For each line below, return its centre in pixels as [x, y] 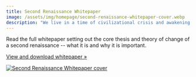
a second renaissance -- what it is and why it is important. [76, 45]
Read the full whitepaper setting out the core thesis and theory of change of [98, 39]
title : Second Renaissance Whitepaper [53, 11]
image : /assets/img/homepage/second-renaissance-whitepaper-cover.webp [95, 17]
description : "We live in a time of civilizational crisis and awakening [98, 22]
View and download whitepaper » [47, 57]
